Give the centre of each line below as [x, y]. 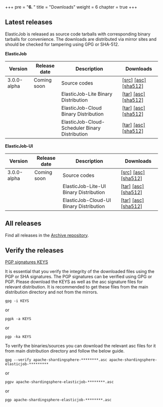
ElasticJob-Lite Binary [87, 94]
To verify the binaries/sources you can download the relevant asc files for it [81, 346]
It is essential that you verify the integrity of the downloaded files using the [80, 271]
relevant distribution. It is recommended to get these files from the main [77, 287]
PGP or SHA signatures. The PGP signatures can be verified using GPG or [79, 277]
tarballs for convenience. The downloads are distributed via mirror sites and [81, 39]
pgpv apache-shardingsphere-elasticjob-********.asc [59, 382]
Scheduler [73, 128]
